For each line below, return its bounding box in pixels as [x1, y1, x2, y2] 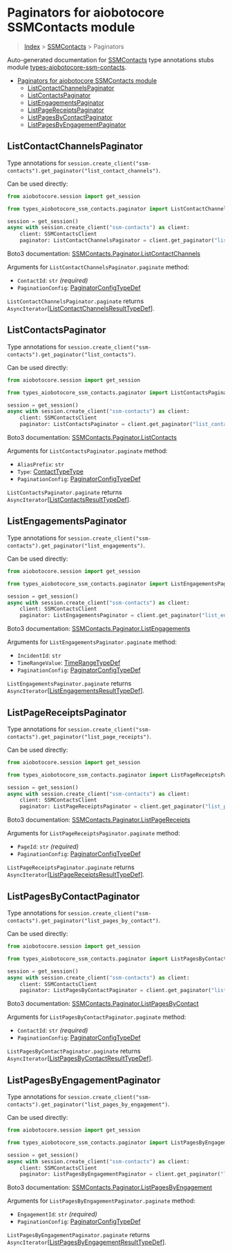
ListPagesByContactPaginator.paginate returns [7, 1047, 141, 1056]
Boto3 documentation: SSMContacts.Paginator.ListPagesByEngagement [7, 1183, 213, 1192]
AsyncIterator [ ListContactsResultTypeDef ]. [7, 496, 131, 504]
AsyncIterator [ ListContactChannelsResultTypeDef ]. [7, 304, 155, 312]
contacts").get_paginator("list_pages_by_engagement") [7, 1101, 168, 1109]
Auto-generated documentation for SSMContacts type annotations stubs [7, 55, 214, 64]
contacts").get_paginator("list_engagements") [7, 542, 144, 550]
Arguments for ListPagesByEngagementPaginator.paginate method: [7, 1196, 195, 1205]
